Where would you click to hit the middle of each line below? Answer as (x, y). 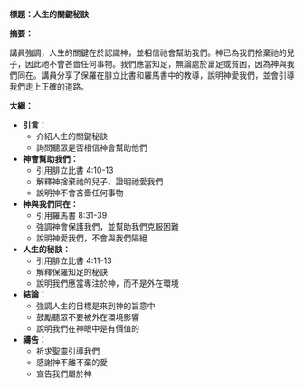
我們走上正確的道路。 (49, 86)
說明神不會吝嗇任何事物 (80, 193)
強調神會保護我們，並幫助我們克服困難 (107, 227)
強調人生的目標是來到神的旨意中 (95, 306)
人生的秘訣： (46, 249)
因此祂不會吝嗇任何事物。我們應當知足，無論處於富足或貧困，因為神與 (156, 64)
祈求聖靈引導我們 (68, 351)
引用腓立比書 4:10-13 (75, 170)
